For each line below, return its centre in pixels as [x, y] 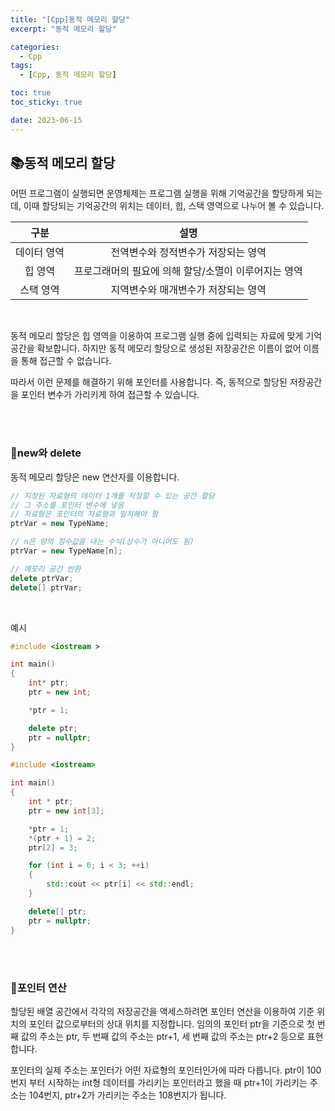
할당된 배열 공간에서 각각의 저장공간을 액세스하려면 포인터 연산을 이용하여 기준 [162, 1011]
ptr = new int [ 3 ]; [66, 811]
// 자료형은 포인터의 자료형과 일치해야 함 [84, 514]
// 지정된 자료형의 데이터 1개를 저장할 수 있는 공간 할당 [112, 496]
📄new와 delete [46, 453]
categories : [35, 47]
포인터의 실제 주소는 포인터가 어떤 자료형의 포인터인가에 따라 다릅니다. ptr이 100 [166, 1070]
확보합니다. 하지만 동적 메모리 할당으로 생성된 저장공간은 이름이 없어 [169, 348]
